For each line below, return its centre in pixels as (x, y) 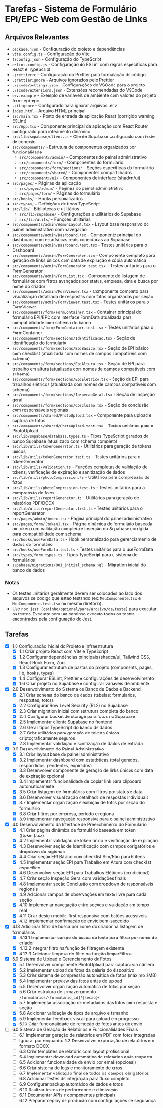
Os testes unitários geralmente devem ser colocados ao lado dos (77, 593)
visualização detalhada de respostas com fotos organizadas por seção (83, 297)
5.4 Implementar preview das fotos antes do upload (71, 981)
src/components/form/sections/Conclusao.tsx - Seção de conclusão (80, 405)
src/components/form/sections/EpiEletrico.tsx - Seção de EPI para (81, 379)
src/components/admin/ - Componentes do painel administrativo (83, 157)
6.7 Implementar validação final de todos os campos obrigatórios (84, 1073)
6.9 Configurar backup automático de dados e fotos (71, 1084)
